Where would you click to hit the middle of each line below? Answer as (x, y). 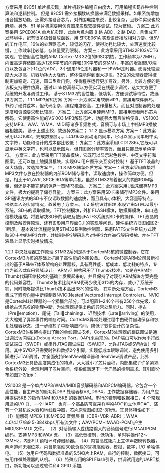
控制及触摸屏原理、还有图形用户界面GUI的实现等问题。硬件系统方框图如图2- (82, 223)
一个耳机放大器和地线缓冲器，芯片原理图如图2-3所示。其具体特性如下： (82, 410)
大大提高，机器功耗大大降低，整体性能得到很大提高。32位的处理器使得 (81, 75)
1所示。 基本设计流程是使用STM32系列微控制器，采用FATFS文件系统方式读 (81, 229)
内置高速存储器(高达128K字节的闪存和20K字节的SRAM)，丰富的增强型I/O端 (81, 63)
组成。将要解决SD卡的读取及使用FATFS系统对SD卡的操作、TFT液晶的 (88, 217)
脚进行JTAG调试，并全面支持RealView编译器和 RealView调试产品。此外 (77, 356)
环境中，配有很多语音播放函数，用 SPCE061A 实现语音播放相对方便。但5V (84, 38)
